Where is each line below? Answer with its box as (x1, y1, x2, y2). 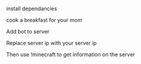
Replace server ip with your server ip (6, 40, 97, 46)
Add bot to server (6, 28, 50, 35)
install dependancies (6, 5, 57, 12)
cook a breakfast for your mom (6, 17, 82, 23)
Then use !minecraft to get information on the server (6, 51, 136, 58)
